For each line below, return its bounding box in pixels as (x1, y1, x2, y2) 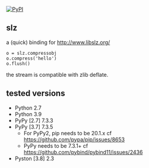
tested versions (6, 88, 65, 98)
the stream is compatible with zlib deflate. (6, 71, 109, 78)
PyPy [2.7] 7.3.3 (14, 117, 53, 124)
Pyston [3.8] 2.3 (14, 155, 55, 162)
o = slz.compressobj (6, 50, 58, 56)
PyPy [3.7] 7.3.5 (14, 123, 53, 130)
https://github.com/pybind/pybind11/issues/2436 (23, 148, 143, 155)
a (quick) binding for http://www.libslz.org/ (6, 39, 110, 46)
